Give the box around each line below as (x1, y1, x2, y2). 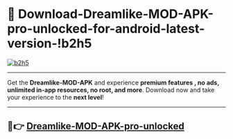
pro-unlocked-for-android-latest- (7, 21, 205, 37)
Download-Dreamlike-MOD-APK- (18, 6, 214, 22)
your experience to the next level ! (7, 93, 104, 101)
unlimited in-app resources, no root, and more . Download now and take (7, 86, 215, 94)
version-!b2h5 (7, 36, 92, 51)
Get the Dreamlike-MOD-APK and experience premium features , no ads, (7, 78, 220, 86)
